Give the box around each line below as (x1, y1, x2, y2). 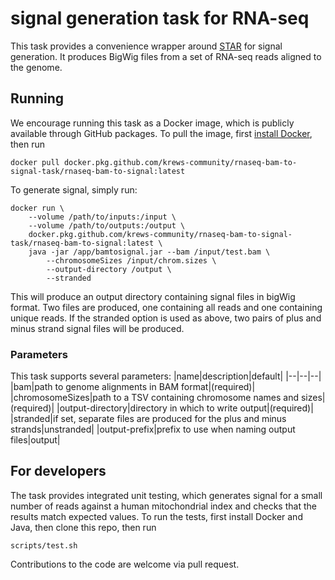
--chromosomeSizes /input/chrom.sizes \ (46, 255, 217, 266)
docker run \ (10, 203, 65, 213)
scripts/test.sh (10, 540, 78, 551)
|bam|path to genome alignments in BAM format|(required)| (10, 381, 256, 393)
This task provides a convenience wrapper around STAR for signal (10, 40, 283, 52)
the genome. (10, 61, 63, 73)
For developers (10, 463, 107, 480)
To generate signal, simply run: (10, 183, 138, 196)
